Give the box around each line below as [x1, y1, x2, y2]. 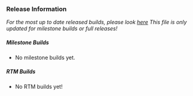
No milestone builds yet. [14, 54, 75, 62]
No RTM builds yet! [14, 83, 63, 91]
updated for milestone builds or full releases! [6, 25, 118, 32]
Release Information [6, 5, 67, 13]
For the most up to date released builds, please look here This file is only [6, 19, 187, 26]
